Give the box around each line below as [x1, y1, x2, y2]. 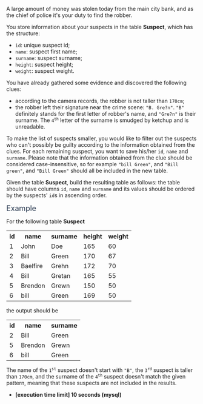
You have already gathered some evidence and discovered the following [6, 79, 187, 86]
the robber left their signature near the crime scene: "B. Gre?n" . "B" [15, 104, 185, 111]
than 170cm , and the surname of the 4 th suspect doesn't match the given [6, 373, 186, 380]
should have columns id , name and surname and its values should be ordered [6, 185, 195, 192]
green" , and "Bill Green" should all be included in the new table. [6, 167, 168, 174]
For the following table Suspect [6, 218, 85, 225]
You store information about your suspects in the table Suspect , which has [6, 24, 193, 30]
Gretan [51, 272, 71, 280]
